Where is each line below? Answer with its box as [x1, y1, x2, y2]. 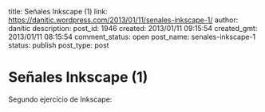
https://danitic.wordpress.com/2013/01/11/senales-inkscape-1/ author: [8, 15, 239, 25]
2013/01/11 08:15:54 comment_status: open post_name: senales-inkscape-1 [8, 32, 256, 41]
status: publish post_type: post [8, 41, 109, 50]
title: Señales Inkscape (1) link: [8, 7, 108, 16]
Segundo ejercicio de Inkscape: [8, 95, 113, 104]
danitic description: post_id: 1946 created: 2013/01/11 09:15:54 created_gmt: [8, 24, 258, 33]
